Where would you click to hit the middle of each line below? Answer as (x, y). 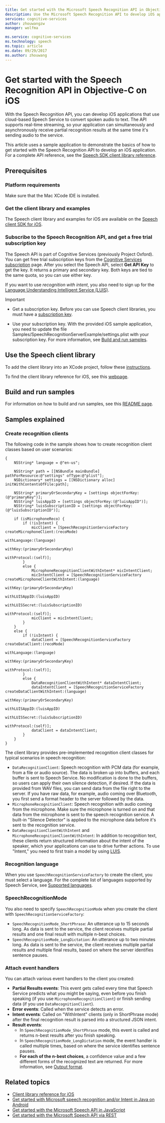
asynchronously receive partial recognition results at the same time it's (77, 130)
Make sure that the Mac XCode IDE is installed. (52, 196)
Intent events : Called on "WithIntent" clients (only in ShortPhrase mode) (85, 1014)
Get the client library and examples (48, 209)
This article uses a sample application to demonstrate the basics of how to (80, 145)
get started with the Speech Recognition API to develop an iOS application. (81, 150)
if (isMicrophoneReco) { (39, 519)
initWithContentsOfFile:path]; (37, 485)
